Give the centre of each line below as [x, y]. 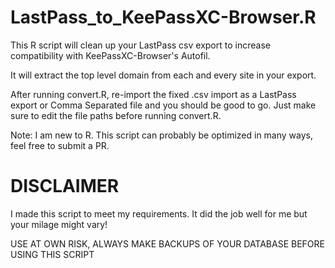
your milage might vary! [59, 224]
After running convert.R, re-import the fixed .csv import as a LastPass [153, 94]
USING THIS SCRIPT [52, 254]
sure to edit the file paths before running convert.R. [116, 115]
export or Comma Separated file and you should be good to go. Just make [163, 105]
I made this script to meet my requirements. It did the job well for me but [159, 213]
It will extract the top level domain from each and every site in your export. [163, 75]
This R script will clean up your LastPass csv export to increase [140, 45]
